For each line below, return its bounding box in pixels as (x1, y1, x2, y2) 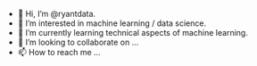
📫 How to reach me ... (17, 47, 101, 57)
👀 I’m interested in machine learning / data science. (17, 18, 207, 29)
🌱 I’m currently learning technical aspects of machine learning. (17, 28, 248, 37)
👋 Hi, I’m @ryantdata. (17, 9, 96, 19)
